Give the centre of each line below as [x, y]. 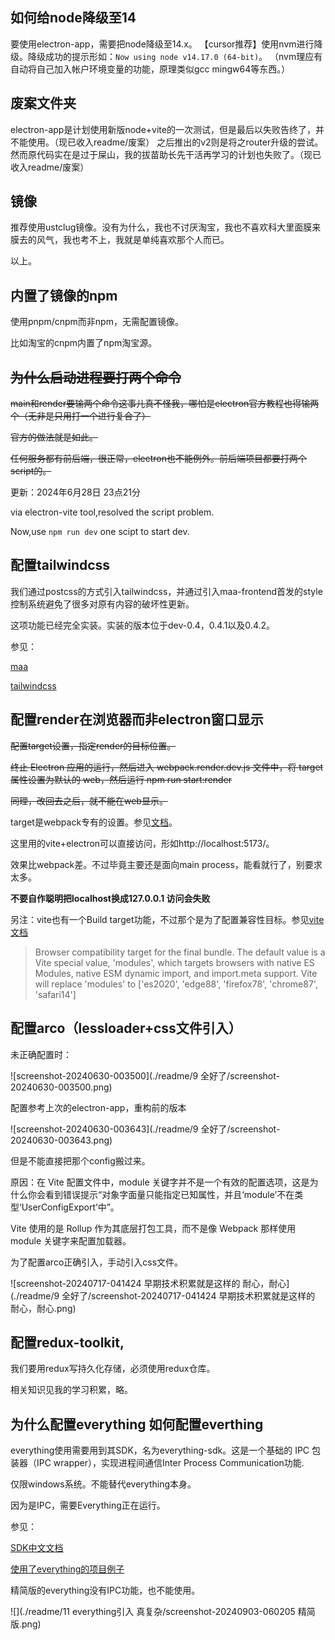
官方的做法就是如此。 [54, 437]
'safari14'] [55, 994]
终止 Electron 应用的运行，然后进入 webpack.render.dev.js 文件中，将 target [167, 767]
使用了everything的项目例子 [67, 1569]
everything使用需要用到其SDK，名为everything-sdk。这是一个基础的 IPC [160, 1450]
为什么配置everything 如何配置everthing [137, 1424]
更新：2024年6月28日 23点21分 [75, 492]
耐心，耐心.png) [43, 1308]
